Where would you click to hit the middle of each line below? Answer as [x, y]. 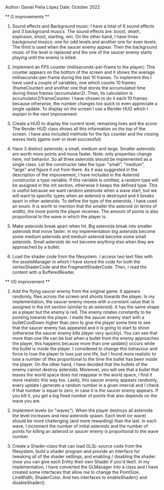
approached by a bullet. [36, 247]
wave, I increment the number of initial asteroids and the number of [80, 426]
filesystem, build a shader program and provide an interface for [76, 451]
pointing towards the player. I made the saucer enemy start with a [78, 317]
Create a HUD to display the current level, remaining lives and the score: [85, 123]
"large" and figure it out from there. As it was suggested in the [75, 170]
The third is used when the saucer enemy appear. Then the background [84, 47]
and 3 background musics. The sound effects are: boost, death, [76, 31]
